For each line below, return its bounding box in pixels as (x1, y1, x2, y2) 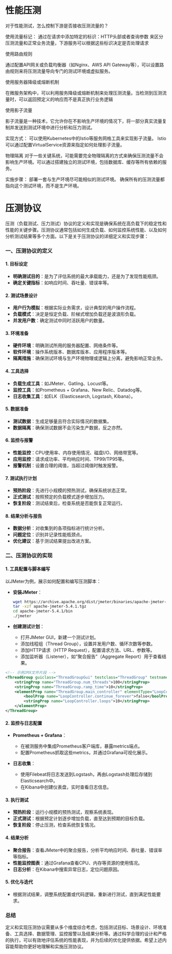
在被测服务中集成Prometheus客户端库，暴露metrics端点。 (20, 743, 143, 749)
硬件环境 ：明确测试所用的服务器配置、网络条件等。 (12, 343, 121, 349)
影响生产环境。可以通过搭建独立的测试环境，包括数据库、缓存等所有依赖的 (5, 159, 162, 165)
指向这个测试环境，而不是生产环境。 (5, 182, 82, 188)
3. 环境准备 (5, 330, 29, 336)
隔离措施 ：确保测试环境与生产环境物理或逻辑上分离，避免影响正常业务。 (12, 355, 165, 362)
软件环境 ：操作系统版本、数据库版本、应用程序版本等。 (12, 349, 130, 355)
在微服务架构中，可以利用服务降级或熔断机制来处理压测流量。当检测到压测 (5, 90, 162, 96)
